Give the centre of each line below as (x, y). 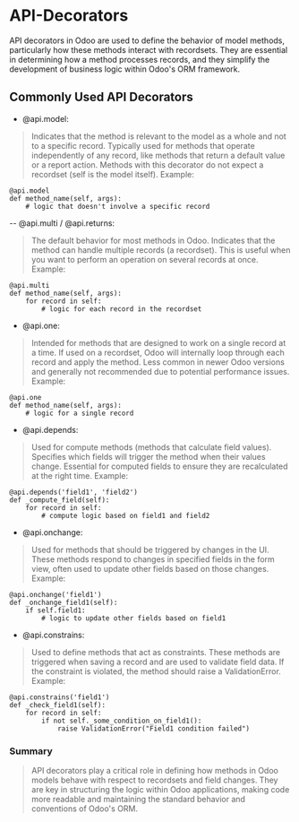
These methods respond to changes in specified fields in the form (153, 559)
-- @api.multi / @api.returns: (62, 223)
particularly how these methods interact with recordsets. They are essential (149, 49)
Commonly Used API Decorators (102, 97)
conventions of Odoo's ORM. (85, 809)
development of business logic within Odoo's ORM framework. (125, 69)
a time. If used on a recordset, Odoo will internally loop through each (158, 352)
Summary (31, 751)
